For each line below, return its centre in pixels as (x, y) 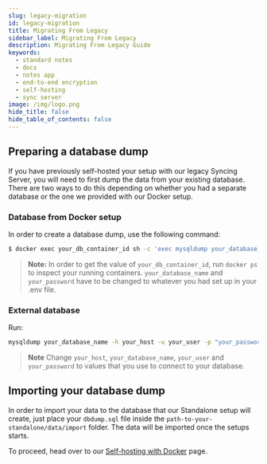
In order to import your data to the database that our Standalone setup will (130, 410)
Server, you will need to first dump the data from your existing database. (127, 179)
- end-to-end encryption (56, 82)
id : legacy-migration (44, 23)
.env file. (42, 289)
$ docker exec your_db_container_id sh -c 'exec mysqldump (108, 249)
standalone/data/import (48, 427)
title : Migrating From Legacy (58, 30)
